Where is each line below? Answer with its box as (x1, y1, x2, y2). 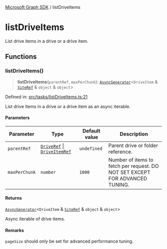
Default (83, 127, 100, 134)
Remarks (5, 227, 24, 233)
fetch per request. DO (108, 162, 159, 169)
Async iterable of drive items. (5, 216, 66, 222)
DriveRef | (40, 142, 65, 149)
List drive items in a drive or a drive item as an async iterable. (5, 103, 131, 109)
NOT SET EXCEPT (108, 169, 151, 176)
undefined (79, 145, 103, 151)
